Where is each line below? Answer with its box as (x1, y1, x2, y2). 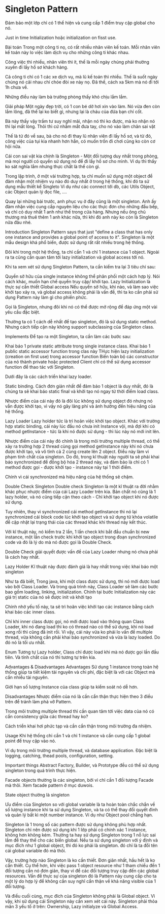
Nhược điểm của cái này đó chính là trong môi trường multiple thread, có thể (5, 438, 160, 444)
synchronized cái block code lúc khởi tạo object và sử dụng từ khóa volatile (5, 514, 159, 520)
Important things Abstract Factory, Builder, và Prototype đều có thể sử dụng (5, 762, 159, 768)
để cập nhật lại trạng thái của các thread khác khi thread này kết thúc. (5, 519, 147, 525)
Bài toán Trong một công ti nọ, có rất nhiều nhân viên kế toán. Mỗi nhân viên (5, 44, 160, 50)
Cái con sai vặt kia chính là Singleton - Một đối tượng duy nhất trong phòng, (5, 153, 159, 159)
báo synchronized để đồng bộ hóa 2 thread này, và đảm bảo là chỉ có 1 (5, 459, 149, 465)
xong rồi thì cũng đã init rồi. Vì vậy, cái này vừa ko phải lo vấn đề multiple (5, 629, 153, 635)
